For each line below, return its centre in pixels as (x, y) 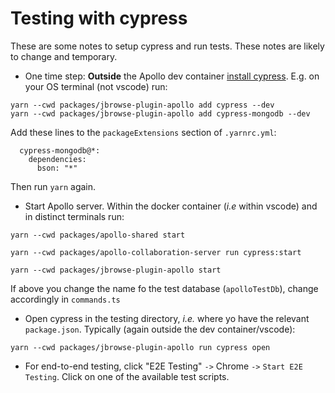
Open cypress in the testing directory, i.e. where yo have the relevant (167, 318)
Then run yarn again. (53, 186)
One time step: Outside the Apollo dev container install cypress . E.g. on (172, 76)
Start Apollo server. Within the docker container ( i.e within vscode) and (171, 206)
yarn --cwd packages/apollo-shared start (98, 235)
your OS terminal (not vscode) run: (96, 86)
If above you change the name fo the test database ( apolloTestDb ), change (164, 288)
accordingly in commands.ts (65, 299)
